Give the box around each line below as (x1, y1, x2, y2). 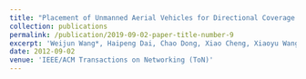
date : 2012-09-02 (9, 47, 76, 56)
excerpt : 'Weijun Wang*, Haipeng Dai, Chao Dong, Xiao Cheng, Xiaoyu (9, 38, 280, 48)
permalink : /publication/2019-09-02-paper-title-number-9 (9, 30, 234, 39)
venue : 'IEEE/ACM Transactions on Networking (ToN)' (9, 55, 214, 64)
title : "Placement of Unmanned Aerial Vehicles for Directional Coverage (9, 13, 296, 23)
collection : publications (9, 22, 107, 31)
